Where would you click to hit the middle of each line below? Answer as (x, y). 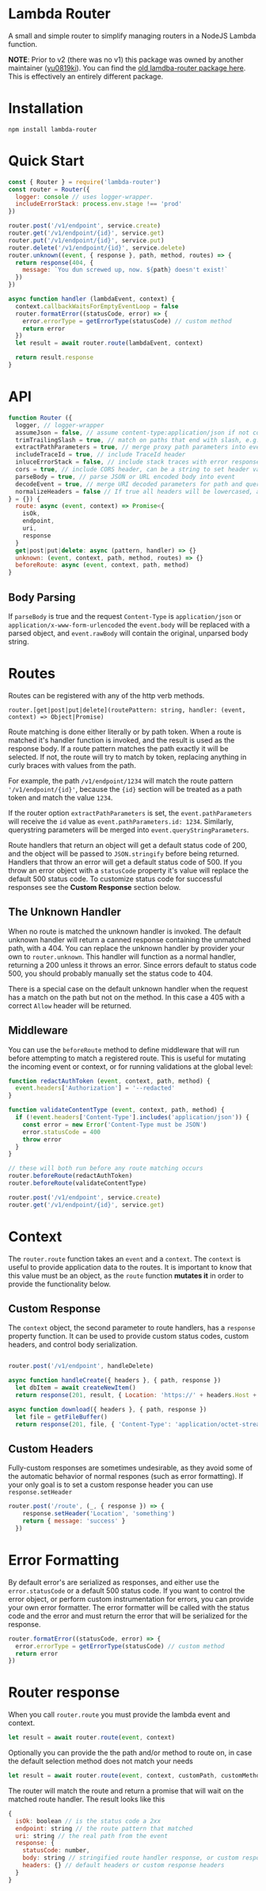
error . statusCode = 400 (62, 1132)
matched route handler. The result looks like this (87, 1799)
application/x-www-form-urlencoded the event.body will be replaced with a (129, 625)
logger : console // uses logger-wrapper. (85, 197)
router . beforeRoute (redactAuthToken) (70, 1176)
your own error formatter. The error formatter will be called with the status (129, 1607)
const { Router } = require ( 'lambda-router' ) (84, 182)
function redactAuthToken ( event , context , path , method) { (110, 1081)
